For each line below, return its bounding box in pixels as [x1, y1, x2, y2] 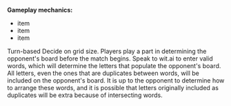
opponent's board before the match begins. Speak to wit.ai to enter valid [7, 54, 214, 63]
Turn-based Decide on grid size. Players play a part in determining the [7, 47, 207, 55]
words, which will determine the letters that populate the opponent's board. [7, 62, 221, 70]
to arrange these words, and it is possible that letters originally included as [7, 84, 219, 92]
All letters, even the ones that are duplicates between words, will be [7, 69, 200, 77]
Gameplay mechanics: [7, 6, 73, 14]
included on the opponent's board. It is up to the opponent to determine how [7, 76, 225, 85]
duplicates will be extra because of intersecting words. [7, 91, 163, 99]
